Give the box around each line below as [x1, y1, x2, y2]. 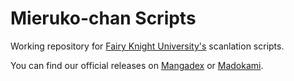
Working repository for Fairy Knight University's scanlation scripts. [10, 40, 285, 52]
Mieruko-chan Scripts [10, 7, 197, 30]
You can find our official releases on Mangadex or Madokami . [10, 59, 264, 71]
